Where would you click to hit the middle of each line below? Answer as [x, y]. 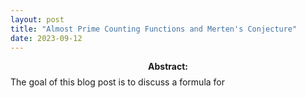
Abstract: [168, 67]
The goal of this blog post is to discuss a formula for [118, 82]
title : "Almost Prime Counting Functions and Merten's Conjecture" [154, 29]
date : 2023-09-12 [46, 38]
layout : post [37, 19]
